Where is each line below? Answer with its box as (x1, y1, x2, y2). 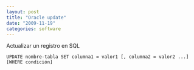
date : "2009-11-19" (6, 20, 56, 26)
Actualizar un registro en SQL (6, 42, 80, 49)
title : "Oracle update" (6, 14, 67, 21)
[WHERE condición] (6, 59, 53, 65)
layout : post (6, 8, 40, 15)
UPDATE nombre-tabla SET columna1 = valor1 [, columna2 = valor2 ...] (6, 54, 189, 60)
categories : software (6, 25, 61, 32)
